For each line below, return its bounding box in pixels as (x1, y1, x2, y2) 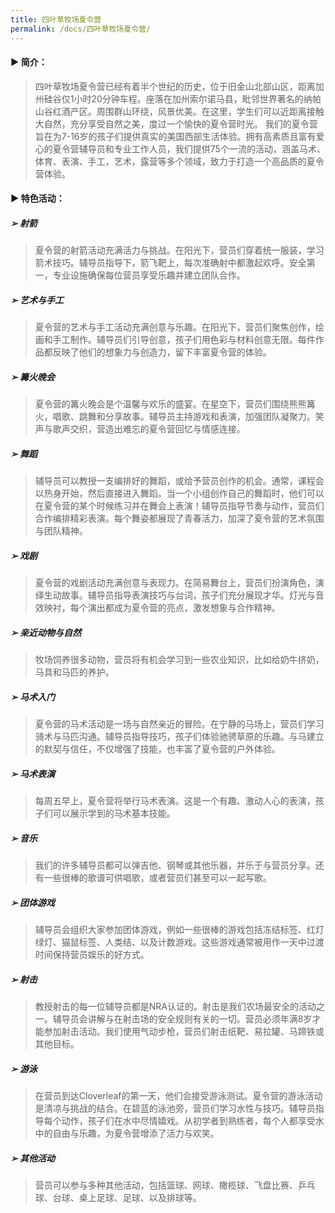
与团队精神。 (34, 525, 88, 537)
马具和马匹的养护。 (34, 666, 115, 678)
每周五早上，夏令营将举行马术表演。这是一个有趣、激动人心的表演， (34, 795, 316, 807)
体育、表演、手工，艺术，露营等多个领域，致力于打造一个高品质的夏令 (34, 155, 325, 167)
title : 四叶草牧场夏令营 (10, 14, 102, 25)
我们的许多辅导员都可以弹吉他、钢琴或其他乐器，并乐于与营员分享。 (34, 859, 316, 871)
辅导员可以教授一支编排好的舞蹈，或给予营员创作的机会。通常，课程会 (34, 475, 325, 487)
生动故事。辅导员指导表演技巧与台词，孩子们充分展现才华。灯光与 (43, 589, 316, 601)
